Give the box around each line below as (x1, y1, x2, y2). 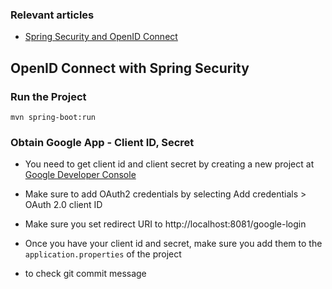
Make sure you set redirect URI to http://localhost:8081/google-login (24, 218, 307, 230)
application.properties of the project (24, 248, 182, 260)
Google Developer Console (24, 169, 137, 181)
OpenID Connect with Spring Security (10, 59, 250, 77)
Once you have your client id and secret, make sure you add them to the (24, 238, 323, 250)
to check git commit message (24, 268, 147, 280)
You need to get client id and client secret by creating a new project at (24, 158, 315, 170)
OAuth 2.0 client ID (24, 199, 103, 211)
